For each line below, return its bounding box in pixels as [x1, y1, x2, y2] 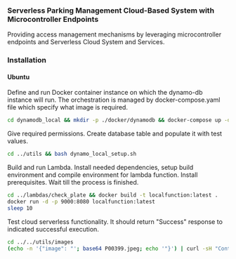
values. [7, 137, 28, 145]
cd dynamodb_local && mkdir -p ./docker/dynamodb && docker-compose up [7, 117, 221, 124]
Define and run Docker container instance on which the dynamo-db [7, 88, 203, 97]
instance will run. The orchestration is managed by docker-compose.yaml [7, 95, 221, 104]
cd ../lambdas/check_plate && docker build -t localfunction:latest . [7, 192, 218, 199]
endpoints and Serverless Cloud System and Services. [7, 38, 165, 46]
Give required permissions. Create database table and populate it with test [7, 129, 223, 138]
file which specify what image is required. [7, 103, 129, 112]
